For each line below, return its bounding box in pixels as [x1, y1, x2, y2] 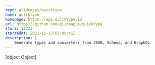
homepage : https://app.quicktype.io [5, 17, 82, 22]
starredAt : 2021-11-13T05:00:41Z [5, 31, 76, 36]
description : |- [5, 36, 39, 41]
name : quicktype [5, 12, 39, 17]
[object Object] [5, 54, 37, 60]
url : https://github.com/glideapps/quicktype [5, 21, 102, 27]
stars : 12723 [5, 26, 33, 31]
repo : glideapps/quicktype [5, 7, 62, 13]
